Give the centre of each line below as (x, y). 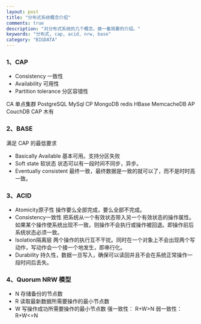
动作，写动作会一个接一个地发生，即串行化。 (70, 247)
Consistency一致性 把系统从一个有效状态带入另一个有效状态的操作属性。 (105, 217)
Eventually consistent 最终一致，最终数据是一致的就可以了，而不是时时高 (105, 171)
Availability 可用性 (37, 84)
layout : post (22, 12)
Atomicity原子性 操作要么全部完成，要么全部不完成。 (80, 210)
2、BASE (19, 129)
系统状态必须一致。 (39, 232)
